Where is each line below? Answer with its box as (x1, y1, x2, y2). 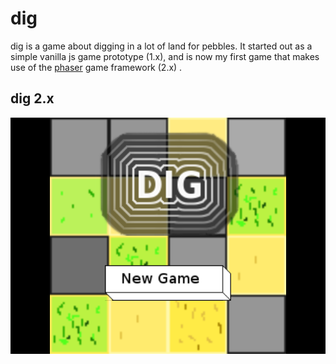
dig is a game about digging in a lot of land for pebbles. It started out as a (10, 40, 313, 52)
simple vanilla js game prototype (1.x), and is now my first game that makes (10, 50, 320, 62)
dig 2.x (10, 90, 55, 107)
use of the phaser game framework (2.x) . (10, 61, 183, 73)
